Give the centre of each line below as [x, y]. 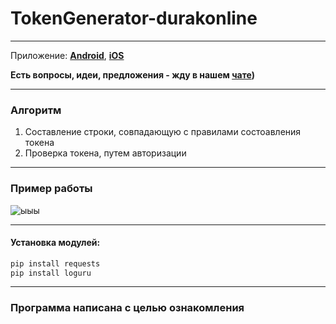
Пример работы [51, 189]
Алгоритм [36, 110]
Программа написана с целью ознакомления [127, 308]
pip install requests [55, 263]
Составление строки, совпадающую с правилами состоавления [163, 132]
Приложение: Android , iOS [67, 55]
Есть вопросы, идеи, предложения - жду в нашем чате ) [132, 74]
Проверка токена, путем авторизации [105, 153]
